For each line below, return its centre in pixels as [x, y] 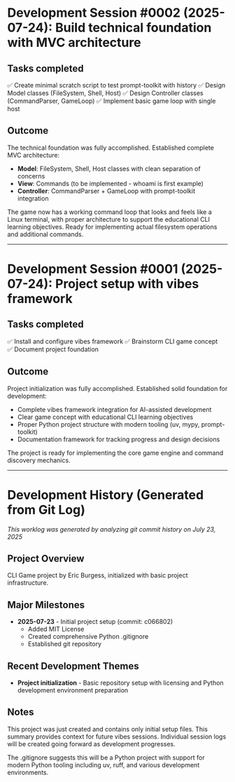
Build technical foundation [133, 28]
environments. [28, 772]
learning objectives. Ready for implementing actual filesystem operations [112, 227]
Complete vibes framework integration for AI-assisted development [114, 409]
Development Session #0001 [93, 269]
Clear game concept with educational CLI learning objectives [105, 417]
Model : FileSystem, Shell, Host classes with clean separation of [109, 169]
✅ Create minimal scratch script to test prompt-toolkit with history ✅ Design [116, 85]
